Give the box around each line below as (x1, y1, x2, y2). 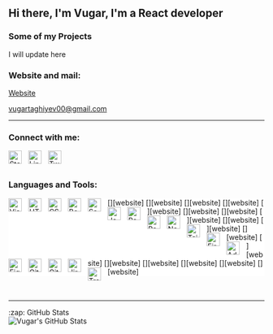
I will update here (8, 49, 67, 59)
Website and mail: (8, 69, 81, 80)
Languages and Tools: (8, 179, 97, 190)
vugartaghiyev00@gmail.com (8, 103, 107, 113)
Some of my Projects (8, 31, 92, 42)
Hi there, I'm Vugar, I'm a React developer (8, 7, 223, 20)
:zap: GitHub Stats (8, 307, 70, 317)
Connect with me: (8, 132, 80, 143)
